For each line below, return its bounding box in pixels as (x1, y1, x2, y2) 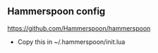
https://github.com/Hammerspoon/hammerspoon (7, 24, 151, 32)
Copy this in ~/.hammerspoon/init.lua (17, 38, 126, 46)
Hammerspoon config (7, 6, 106, 17)
